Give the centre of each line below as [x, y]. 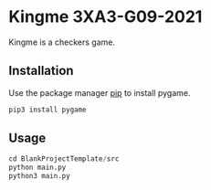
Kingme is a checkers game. [62, 42]
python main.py [37, 168]
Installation [41, 71]
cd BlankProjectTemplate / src [64, 159]
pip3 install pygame [48, 110]
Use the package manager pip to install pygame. [100, 92]
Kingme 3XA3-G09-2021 [105, 17]
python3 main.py [39, 176]
